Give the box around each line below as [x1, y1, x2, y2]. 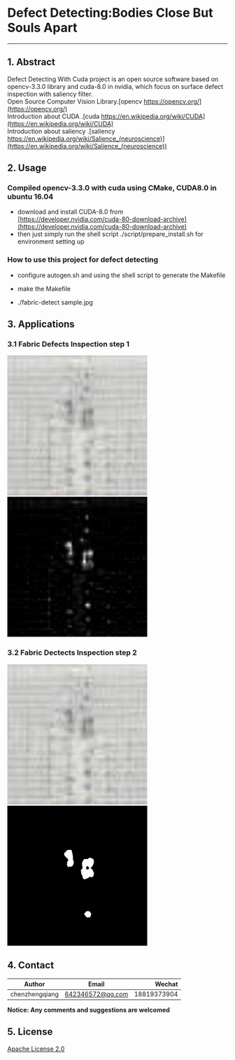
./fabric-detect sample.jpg [17, 298, 93, 306]
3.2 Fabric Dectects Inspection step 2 [7, 648, 138, 657]
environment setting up [17, 237, 85, 246]
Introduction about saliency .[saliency [7, 127, 115, 135]
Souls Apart [7, 20, 78, 36]
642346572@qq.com [64, 990, 129, 998]
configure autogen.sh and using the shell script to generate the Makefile [17, 271, 226, 279]
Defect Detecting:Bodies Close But [7, 5, 213, 21]
